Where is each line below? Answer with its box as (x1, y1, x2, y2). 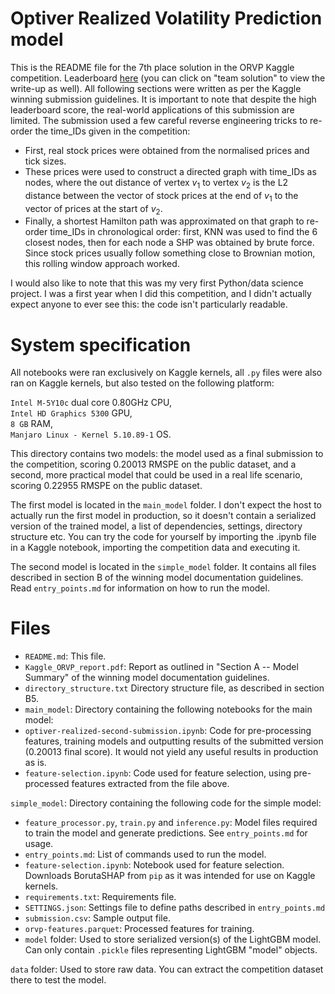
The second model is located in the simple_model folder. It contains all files (10, 561, 317, 573)
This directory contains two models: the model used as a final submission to (10, 448, 324, 460)
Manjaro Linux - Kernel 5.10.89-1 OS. (10, 428, 172, 441)
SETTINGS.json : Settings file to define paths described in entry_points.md (24, 902, 326, 914)
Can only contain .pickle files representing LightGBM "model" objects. (24, 944, 318, 956)
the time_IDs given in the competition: (34, 125, 191, 137)
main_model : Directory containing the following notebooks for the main (24, 703, 313, 716)
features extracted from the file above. (71, 778, 230, 790)
